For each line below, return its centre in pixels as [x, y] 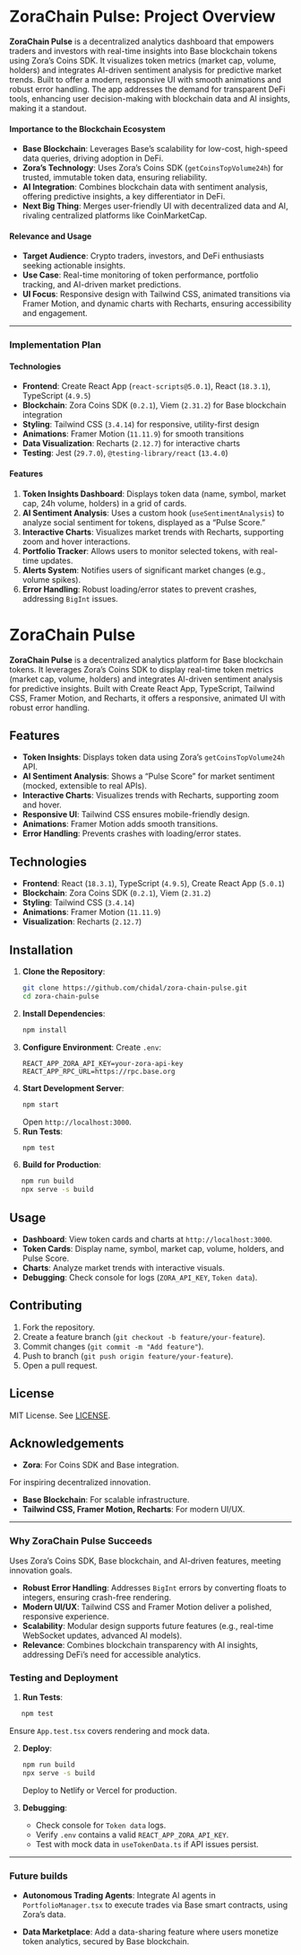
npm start [41, 1105]
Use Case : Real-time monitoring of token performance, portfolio [140, 275]
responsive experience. [65, 1616]
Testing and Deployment [64, 1678]
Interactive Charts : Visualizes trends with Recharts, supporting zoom [150, 796]
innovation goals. [41, 1570]
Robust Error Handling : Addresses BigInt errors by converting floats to [154, 1588]
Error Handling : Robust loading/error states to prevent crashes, [139, 589]
